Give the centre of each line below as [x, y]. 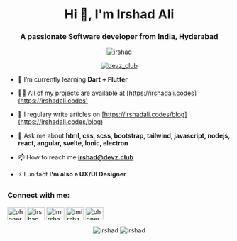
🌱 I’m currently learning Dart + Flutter [73, 79]
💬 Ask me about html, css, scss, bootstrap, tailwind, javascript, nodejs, [124, 136]
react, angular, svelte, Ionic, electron [73, 143]
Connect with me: [39, 196]
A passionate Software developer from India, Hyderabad [119, 37]
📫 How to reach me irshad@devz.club [76, 157]
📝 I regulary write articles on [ [61, 114]
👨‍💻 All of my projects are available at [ [73, 93]
